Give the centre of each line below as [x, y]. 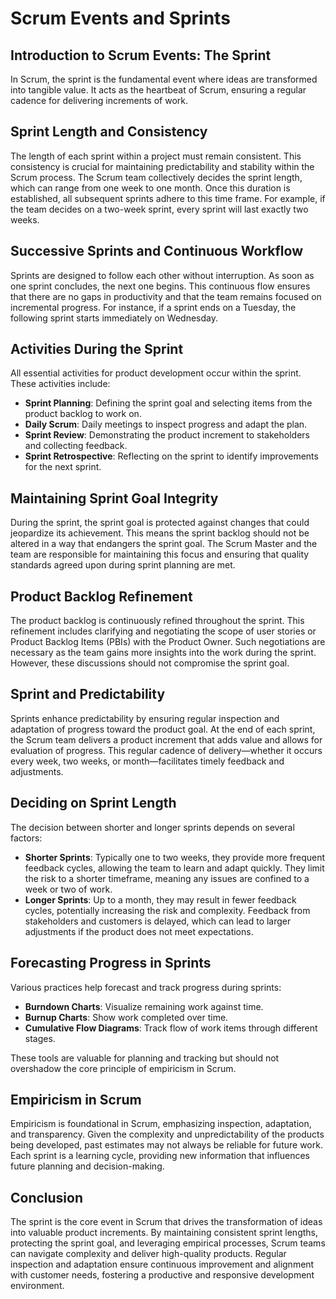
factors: [26, 838]
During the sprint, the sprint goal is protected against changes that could [160, 523]
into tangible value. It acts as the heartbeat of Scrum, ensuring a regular [158, 90]
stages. [40, 1038]
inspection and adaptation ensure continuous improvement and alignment [162, 1264]
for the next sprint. [63, 467]
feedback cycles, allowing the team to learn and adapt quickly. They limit [174, 868]
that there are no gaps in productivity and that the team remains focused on [166, 296]
